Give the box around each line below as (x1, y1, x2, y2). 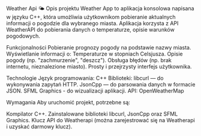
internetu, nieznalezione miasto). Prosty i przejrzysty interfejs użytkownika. (6, 63, 192, 70)
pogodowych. (6, 32, 41, 39)
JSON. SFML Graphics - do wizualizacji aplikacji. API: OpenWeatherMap (6, 87, 184, 94)
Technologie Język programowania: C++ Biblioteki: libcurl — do (6, 75, 164, 82)
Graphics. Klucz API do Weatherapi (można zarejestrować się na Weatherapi (6, 117, 195, 123)
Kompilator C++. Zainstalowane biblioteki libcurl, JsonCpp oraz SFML (6, 110, 178, 118)
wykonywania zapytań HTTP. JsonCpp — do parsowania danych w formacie (6, 81, 196, 88)
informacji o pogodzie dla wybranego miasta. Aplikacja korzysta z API (6, 20, 179, 27)
